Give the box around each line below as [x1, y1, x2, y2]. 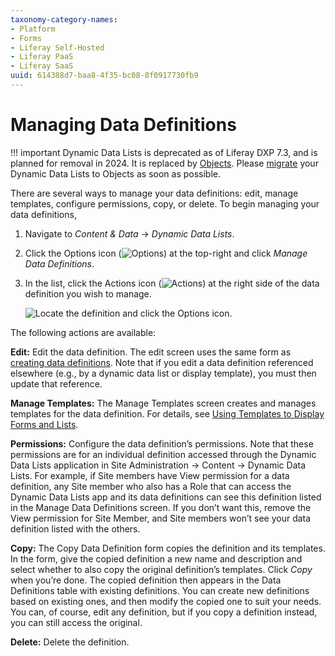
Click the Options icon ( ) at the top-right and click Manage [24, 247, 308, 259]
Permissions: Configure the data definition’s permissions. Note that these [10, 437, 314, 450]
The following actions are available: [10, 326, 157, 338]
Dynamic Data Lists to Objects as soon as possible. [10, 167, 222, 180]
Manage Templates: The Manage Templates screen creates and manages [10, 397, 317, 409]
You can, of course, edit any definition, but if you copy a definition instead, [10, 606, 318, 618]
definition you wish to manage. [24, 287, 152, 300]
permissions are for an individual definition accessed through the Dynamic [10, 448, 317, 460]
